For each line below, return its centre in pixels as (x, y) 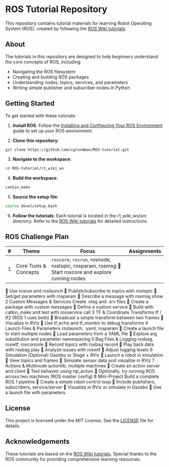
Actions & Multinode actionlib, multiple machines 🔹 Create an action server (82, 365)
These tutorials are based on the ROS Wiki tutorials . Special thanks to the (81, 453)
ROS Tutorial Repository (56, 9)
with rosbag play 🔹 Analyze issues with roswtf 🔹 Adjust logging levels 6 (79, 349)
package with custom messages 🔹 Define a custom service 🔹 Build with (79, 307)
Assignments (145, 251)
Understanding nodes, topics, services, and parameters (70, 82)
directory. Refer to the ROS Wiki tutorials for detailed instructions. (80, 221)
